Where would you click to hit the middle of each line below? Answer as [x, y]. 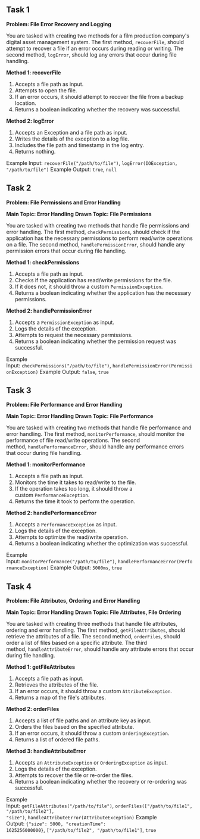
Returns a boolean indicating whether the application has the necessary [103, 293]
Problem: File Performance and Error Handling [65, 405]
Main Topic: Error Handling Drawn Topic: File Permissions [79, 214]
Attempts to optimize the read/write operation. [71, 537]
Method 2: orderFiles [33, 709]
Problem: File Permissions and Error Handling [63, 202]
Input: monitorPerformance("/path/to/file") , [62, 562]
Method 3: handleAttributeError [46, 751]
